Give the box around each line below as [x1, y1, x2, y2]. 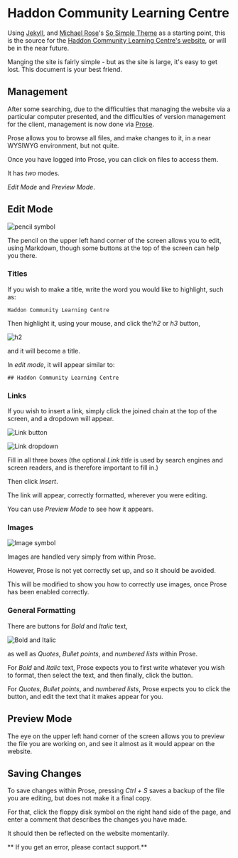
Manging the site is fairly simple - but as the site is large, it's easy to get [7, 57, 218, 66]
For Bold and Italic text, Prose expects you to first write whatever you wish [7, 663, 225, 671]
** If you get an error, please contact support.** [7, 843, 148, 852]
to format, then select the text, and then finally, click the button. [7, 671, 193, 679]
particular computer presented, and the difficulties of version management [7, 112, 226, 120]
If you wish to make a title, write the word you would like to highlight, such [7, 285, 224, 294]
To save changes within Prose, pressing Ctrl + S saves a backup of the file [7, 786, 225, 795]
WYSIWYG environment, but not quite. [7, 141, 119, 150]
